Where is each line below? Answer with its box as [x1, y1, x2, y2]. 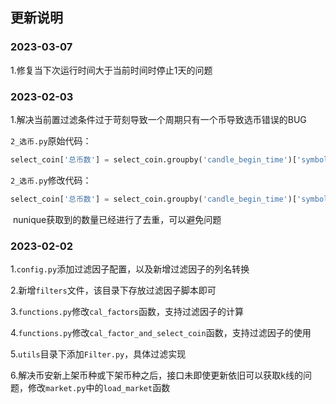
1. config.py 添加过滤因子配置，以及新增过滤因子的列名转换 [10, 263, 250, 275]
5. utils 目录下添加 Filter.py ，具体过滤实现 [10, 348, 187, 360]
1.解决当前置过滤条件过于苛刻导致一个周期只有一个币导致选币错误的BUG [10, 113, 307, 125]
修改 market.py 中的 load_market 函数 [27, 382, 171, 394]
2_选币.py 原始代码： [10, 134, 92, 147]
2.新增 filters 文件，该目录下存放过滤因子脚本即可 [10, 284, 217, 297]
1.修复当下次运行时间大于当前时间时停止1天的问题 [10, 64, 213, 76]
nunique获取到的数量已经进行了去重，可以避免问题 [12, 213, 222, 225]
